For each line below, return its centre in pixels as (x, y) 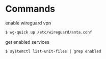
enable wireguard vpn (28, 23)
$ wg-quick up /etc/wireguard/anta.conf (49, 32)
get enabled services (28, 42)
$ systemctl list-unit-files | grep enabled (53, 51)
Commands (30, 9)
